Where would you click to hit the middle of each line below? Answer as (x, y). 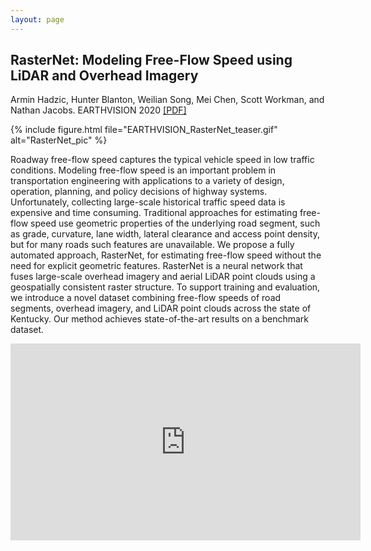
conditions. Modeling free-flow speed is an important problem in (143, 170)
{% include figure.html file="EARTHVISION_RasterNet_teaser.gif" (144, 130)
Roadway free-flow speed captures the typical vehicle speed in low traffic (162, 160)
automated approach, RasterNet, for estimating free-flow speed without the (166, 255)
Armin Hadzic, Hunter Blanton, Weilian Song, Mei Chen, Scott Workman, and (167, 100)
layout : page (37, 19)
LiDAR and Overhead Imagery (104, 76)
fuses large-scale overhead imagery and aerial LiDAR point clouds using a (163, 277)
